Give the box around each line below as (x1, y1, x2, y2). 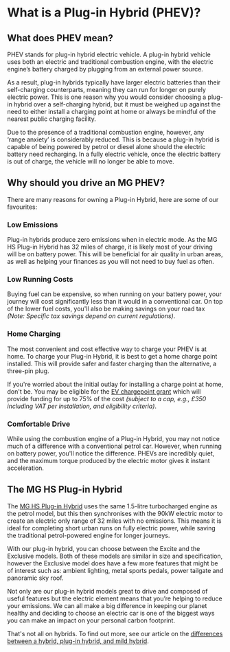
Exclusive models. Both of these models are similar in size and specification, (7, 552, 223, 560)
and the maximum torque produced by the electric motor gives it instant (7, 457, 211, 464)
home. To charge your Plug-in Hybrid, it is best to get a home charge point (7, 352, 218, 360)
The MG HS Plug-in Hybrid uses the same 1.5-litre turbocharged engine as (7, 502, 218, 510)
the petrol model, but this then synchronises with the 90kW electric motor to (7, 509, 223, 517)
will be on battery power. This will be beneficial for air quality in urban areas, (7, 250, 223, 258)
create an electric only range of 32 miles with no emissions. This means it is (7, 517, 222, 525)
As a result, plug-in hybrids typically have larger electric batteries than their (7, 78, 221, 87)
